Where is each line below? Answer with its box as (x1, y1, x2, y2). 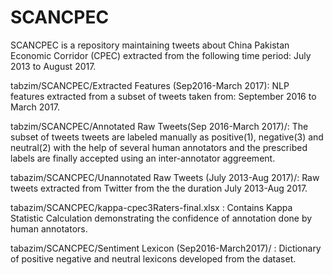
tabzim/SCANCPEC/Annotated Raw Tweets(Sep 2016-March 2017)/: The (10, 120, 309, 132)
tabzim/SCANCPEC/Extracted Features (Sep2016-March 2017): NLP (10, 79, 290, 91)
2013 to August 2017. (10, 60, 97, 72)
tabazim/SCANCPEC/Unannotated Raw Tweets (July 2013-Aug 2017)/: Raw (10, 171, 320, 183)
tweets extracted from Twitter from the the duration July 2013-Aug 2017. (10, 182, 308, 194)
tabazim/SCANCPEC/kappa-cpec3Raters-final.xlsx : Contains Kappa (10, 201, 293, 213)
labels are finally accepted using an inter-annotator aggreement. (10, 152, 276, 164)
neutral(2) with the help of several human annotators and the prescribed (10, 141, 308, 153)
